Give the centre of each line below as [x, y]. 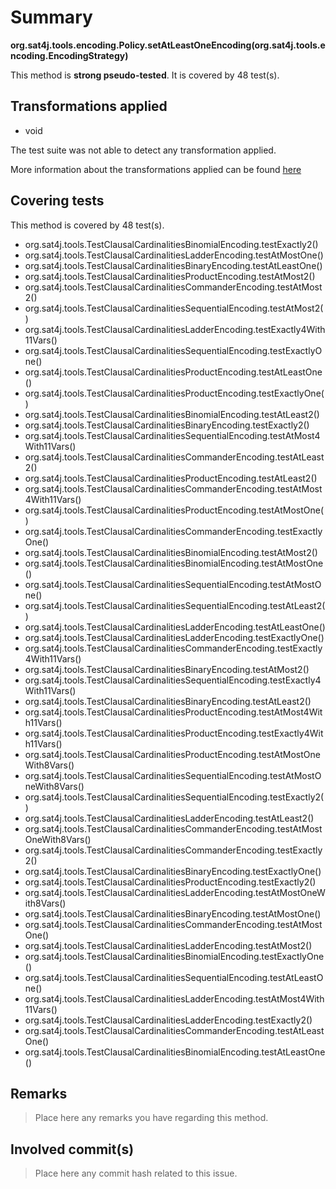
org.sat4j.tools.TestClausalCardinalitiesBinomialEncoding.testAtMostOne [174, 563]
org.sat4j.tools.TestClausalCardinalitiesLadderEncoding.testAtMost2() [168, 945]
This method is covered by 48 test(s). [87, 225]
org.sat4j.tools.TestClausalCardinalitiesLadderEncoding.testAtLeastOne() [175, 627]
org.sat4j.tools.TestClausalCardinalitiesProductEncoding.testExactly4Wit [174, 733]
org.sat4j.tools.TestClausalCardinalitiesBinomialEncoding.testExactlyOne [174, 956]
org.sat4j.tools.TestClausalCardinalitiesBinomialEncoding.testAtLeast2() [172, 414]
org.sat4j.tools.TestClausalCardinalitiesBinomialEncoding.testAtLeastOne [175, 1052]
